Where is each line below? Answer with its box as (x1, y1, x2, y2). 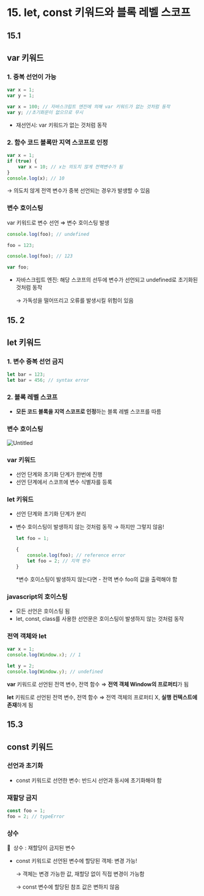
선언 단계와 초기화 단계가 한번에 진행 (15, 470, 103, 478)
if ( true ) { (7, 158, 37, 164)
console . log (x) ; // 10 (7, 175, 65, 181)
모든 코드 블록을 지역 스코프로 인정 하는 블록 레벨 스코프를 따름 (15, 408, 161, 416)
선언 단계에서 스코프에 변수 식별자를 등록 (15, 478, 112, 485)
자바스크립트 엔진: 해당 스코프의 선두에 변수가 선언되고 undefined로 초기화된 (15, 276, 198, 284)
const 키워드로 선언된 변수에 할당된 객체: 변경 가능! (15, 857, 137, 865)
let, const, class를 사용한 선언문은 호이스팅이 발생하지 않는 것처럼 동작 (15, 615, 184, 622)
